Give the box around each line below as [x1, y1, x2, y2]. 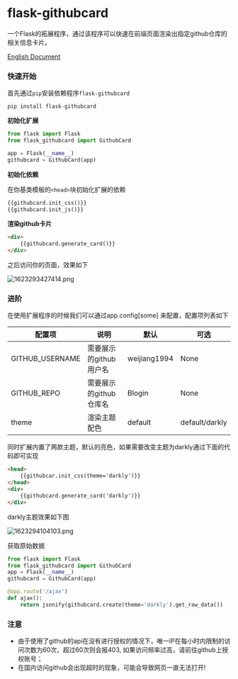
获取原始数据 [7, 541, 45, 550]
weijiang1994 [127, 354, 174, 364]
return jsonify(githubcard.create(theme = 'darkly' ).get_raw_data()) [20, 601, 223, 608]
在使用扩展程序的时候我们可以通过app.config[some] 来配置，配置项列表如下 [7, 311, 229, 320]
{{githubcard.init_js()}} [7, 206, 84, 213]
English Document [7, 52, 61, 61]
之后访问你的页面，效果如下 [7, 261, 89, 269]
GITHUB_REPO [11, 388, 61, 398]
